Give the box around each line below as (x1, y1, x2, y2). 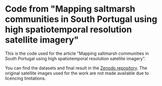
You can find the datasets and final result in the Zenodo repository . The (5, 65, 147, 71)
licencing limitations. (5, 75, 46, 81)
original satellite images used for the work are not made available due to (5, 70, 149, 76)
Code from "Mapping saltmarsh (5, 3, 136, 15)
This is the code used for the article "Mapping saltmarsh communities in (5, 50, 149, 56)
